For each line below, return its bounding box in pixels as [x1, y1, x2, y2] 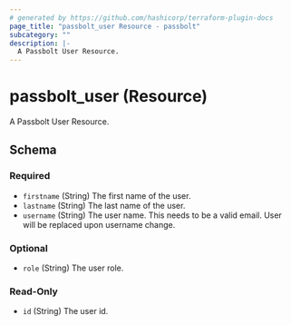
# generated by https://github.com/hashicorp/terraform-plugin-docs [9, 13, 274, 23]
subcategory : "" [9, 30, 71, 39]
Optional [9, 241, 48, 254]
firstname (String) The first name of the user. [22, 190, 191, 201]
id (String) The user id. [22, 306, 109, 317]
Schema [9, 143, 57, 158]
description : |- [9, 38, 71, 48]
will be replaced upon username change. [22, 219, 176, 230]
